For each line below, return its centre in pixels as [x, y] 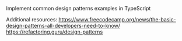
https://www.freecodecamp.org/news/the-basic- [117, 19]
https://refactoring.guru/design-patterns [55, 32]
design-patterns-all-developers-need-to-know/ [63, 26]
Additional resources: [32, 19]
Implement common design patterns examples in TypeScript [78, 8]
